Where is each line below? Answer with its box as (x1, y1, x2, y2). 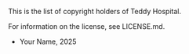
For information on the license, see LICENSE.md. (8, 22, 165, 31)
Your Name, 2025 (19, 37, 77, 46)
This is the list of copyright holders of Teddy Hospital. (8, 7, 182, 16)
